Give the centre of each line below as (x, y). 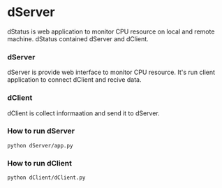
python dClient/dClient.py (46, 178)
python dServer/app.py (40, 145)
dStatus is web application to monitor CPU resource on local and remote (111, 31)
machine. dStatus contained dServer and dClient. (78, 38)
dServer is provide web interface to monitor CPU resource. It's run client (111, 72)
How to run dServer (41, 131)
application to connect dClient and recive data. (74, 80)
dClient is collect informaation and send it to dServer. (84, 113)
